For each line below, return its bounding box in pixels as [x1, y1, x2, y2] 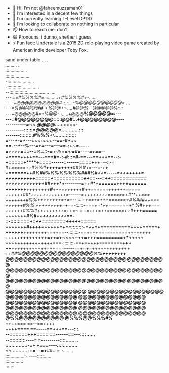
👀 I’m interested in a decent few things [12, 10, 93, 16]
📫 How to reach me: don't [12, 27, 68, 32]
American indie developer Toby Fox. [12, 47, 88, 53]
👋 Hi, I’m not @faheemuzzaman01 [12, 5, 83, 11]
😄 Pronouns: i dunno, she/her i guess [12, 34, 92, 40]
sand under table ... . [5, 57, 49, 63]
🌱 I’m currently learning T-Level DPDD [12, 16, 92, 21]
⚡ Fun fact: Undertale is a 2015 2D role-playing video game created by [12, 40, 159, 46]
